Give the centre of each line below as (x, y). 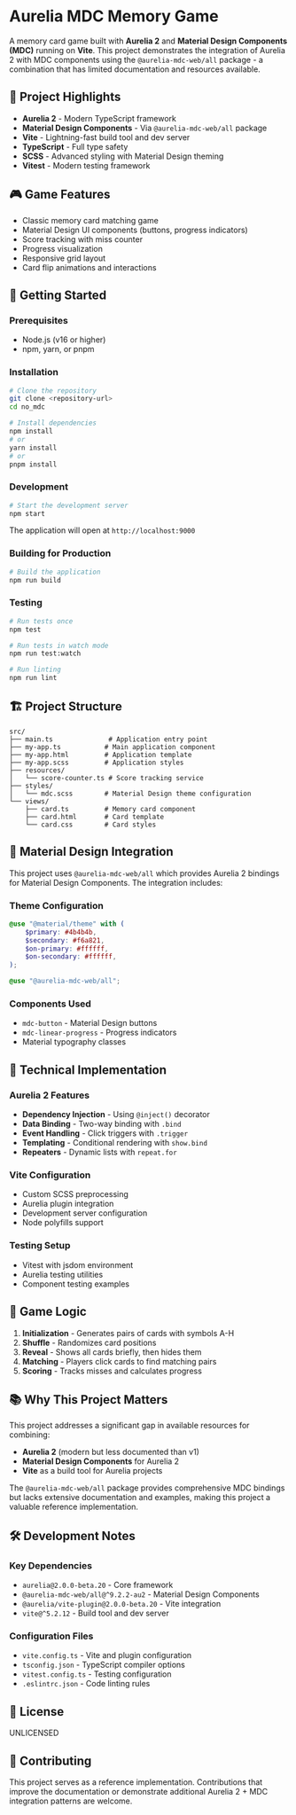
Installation (34, 372)
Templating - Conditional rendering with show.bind (115, 1143)
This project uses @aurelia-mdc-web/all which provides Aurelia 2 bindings (144, 873)
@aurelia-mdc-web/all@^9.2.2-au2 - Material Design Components (140, 1594)
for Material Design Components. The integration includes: (116, 882)
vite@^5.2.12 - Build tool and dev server (96, 1613)
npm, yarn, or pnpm (58, 349)
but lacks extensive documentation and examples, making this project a (140, 1498)
